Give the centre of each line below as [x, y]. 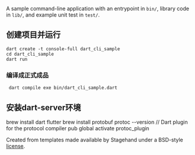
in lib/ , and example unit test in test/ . [53, 15]
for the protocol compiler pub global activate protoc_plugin [78, 128]
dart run [17, 59]
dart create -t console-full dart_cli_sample [63, 49]
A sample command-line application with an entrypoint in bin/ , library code [98, 9]
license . [16, 146]
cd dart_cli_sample [30, 54]
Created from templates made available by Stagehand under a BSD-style [95, 140]
